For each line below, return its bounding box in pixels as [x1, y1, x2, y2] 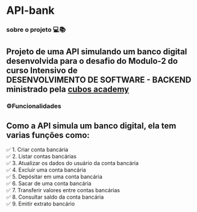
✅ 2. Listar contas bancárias [6, 153, 77, 160]
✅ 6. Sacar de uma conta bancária [6, 180, 92, 187]
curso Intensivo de [6, 65, 78, 75]
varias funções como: [6, 130, 90, 140]
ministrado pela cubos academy [6, 84, 130, 94]
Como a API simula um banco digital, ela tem [6, 120, 177, 131]
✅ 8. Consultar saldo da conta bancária [6, 193, 104, 201]
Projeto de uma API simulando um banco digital [6, 46, 187, 57]
